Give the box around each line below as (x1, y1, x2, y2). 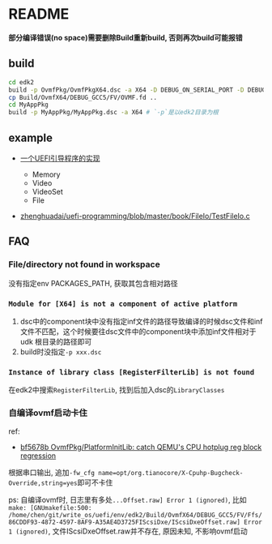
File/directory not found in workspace (8, 259, 160, 270)
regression (19, 451, 57, 460)
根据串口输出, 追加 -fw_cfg (8, 467, 96, 477)
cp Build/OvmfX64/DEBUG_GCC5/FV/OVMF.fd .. (8, 93, 158, 101)
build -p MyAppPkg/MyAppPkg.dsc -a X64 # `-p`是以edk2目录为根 (8, 109, 219, 117)
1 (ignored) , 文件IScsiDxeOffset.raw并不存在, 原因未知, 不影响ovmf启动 (8, 526, 249, 536)
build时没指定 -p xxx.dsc (19, 346, 102, 357)
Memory (32, 169, 61, 179)
